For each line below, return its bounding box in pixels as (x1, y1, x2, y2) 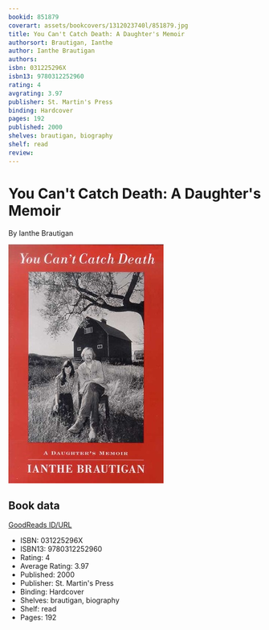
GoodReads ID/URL (8, 520, 72, 530)
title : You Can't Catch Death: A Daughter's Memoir (8, 30, 185, 38)
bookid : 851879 (8, 13, 59, 21)
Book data (8, 499, 60, 513)
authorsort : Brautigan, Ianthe (8, 39, 113, 47)
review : (8, 149, 35, 157)
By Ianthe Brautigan (8, 228, 74, 237)
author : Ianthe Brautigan (8, 47, 95, 56)
